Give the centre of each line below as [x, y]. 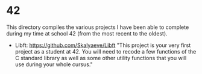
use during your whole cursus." [54, 64]
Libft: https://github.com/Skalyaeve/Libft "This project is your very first [103, 45]
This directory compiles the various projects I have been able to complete [98, 27]
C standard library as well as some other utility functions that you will [101, 58]
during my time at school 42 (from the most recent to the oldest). [87, 33]
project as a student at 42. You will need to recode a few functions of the [106, 51]
